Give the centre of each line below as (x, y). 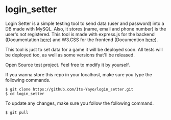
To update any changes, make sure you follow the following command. (80, 103)
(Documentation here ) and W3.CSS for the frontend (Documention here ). (82, 40)
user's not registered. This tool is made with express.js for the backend (80, 34)
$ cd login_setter (25, 94)
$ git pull (17, 112)
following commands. (28, 80)
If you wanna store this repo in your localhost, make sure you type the (79, 74)
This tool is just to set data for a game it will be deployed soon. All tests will (84, 49)
